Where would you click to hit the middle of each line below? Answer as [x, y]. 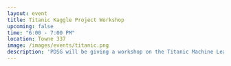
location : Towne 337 [37, 39]
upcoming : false [30, 26]
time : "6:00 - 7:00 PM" [41, 33]
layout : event [27, 13]
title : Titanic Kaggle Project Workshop [66, 20]
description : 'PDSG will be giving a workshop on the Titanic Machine [110, 52]
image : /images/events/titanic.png [58, 45]
